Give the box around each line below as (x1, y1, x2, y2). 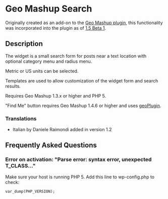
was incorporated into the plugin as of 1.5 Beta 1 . (5, 25, 106, 31)
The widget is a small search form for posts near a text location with (5, 53, 147, 59)
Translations (5, 115, 37, 122)
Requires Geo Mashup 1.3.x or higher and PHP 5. (5, 92, 106, 98)
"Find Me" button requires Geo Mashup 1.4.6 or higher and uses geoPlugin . (5, 103, 161, 109)
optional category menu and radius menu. (5, 58, 92, 64)
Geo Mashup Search (5, 3, 92, 15)
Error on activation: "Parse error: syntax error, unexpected (5, 156, 152, 163)
